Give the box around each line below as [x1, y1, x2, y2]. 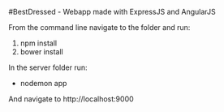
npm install [19, 38, 58, 48]
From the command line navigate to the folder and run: [8, 23, 191, 32]
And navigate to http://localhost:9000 [8, 94, 134, 104]
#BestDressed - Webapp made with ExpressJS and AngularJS [8, 7, 217, 16]
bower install [19, 47, 63, 56]
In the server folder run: [8, 62, 88, 72]
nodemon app [19, 79, 67, 88]
